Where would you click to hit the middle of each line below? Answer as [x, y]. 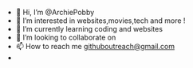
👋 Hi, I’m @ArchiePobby [55, 12]
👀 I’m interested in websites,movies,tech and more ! [100, 21]
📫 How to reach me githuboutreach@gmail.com [95, 46]
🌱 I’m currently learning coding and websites [89, 29]
